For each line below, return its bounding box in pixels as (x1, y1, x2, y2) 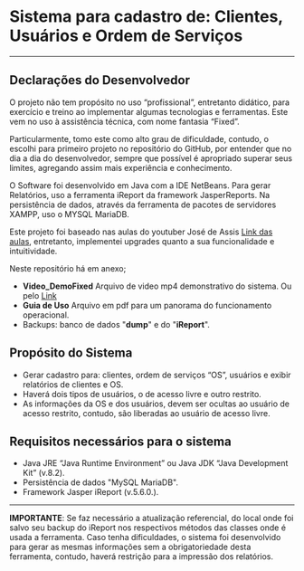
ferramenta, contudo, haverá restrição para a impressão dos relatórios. (9, 551, 274, 562)
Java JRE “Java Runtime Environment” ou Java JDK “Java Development (22, 458, 289, 469)
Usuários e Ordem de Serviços (9, 25, 243, 46)
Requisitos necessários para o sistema (9, 433, 233, 449)
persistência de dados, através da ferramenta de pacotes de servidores (9, 199, 277, 210)
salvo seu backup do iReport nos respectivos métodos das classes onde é (9, 522, 287, 533)
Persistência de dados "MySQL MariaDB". (22, 477, 179, 488)
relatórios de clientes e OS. (22, 378, 124, 390)
